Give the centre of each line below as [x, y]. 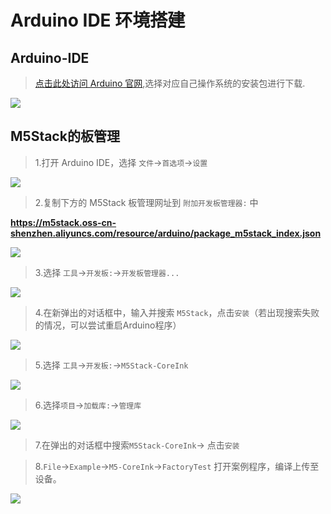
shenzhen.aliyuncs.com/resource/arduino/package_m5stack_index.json [166, 233]
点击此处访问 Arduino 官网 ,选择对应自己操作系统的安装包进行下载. [170, 83]
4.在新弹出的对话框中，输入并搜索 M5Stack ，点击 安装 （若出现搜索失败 [177, 312]
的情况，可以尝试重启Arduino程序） [108, 325]
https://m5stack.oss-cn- [63, 222]
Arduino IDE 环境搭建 [98, 20]
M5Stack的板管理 [65, 136]
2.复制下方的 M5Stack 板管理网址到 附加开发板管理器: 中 [146, 202]
